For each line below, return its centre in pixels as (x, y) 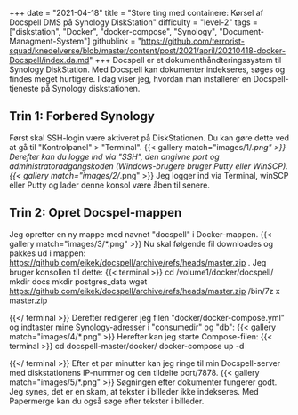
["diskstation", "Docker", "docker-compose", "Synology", (113, 32)
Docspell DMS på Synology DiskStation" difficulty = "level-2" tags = (133, 22)
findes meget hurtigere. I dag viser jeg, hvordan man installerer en (130, 79)
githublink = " (117, 41)
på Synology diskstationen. (90, 88)
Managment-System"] (50, 41)
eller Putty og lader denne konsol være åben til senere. (110, 185)
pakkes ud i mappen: (48, 253)
